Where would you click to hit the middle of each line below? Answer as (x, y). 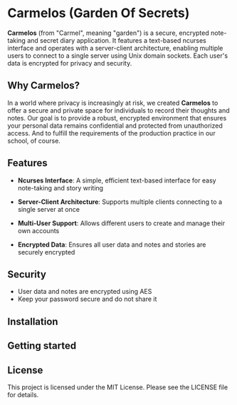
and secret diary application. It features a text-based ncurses (117, 40)
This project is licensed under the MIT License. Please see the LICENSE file (118, 387)
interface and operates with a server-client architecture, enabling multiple (115, 48)
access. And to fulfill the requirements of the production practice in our (111, 133)
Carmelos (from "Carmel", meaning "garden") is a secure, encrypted (109, 33)
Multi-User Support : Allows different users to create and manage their (121, 223)
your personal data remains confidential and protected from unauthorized (115, 125)
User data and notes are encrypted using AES (85, 292)
